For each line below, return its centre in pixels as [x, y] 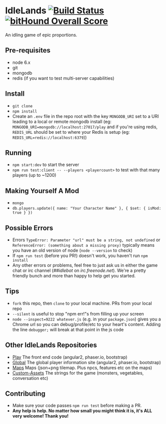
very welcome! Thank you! [40, 416]
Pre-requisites [28, 50]
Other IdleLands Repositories [51, 345]
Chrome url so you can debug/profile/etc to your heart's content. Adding [86, 324]
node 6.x [21, 62]
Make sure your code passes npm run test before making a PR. [77, 406]
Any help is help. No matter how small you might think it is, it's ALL [82, 411]
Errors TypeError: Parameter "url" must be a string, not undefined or [86, 240]
